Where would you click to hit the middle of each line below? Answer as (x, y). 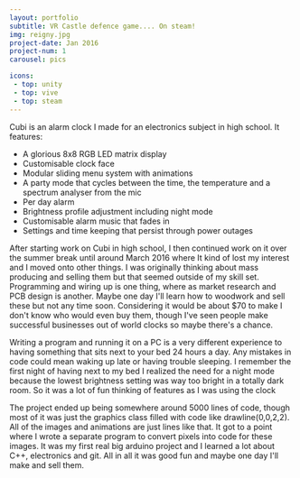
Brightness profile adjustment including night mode (118, 211)
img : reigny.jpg (40, 34)
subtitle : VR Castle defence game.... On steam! (103, 26)
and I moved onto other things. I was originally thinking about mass (134, 267)
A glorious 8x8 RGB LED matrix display (94, 153)
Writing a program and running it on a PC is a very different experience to (146, 342)
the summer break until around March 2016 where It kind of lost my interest (150, 257)
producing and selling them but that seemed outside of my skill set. (134, 277)
